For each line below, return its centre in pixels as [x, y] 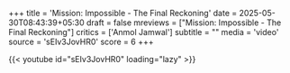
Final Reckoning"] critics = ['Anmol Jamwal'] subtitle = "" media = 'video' [144, 32]
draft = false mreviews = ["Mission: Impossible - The [184, 23]
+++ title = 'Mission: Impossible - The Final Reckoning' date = [123, 13]
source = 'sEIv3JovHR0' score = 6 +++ [81, 41]
